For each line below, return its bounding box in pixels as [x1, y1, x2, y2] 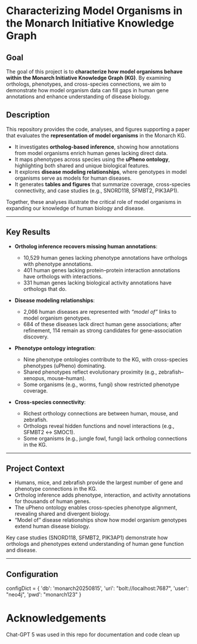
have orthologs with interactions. [23, 273, 103, 280]
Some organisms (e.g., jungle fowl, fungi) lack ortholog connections [23, 435, 188, 442]
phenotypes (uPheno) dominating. [23, 362, 106, 369]
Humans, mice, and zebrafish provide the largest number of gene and [14, 479, 183, 486]
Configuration [6, 569, 59, 579]
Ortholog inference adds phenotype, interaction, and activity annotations [14, 492, 191, 499]
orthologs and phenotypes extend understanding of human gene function [6, 541, 184, 548]
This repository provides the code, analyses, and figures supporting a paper [6, 125, 190, 133]
